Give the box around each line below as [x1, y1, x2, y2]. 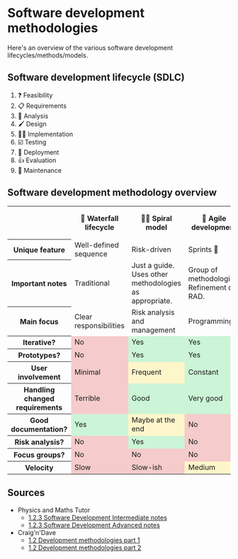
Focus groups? [13, 450, 65, 460]
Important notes [11, 278, 67, 288]
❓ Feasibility [17, 91, 53, 99]
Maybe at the [131, 415, 176, 425]
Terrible [74, 393, 101, 403]
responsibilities [74, 320, 125, 330]
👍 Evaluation [17, 156, 57, 164]
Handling [23, 385, 55, 395]
